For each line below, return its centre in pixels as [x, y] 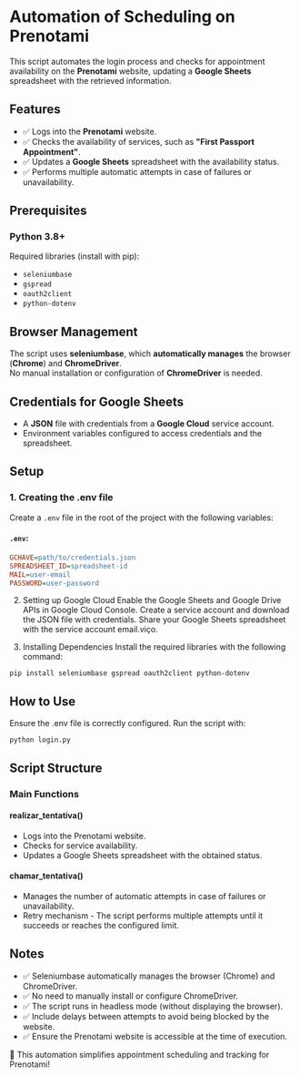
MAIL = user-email [40, 574]
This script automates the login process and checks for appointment [137, 61]
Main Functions [45, 794]
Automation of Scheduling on [122, 17]
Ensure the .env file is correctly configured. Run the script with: [128, 723]
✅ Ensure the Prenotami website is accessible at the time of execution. [155, 1036]
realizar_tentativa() [46, 815]
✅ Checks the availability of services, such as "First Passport [138, 141]
